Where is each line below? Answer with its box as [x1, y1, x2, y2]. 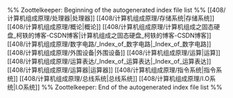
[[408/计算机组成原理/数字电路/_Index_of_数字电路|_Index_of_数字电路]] [7, 40, 212, 48]
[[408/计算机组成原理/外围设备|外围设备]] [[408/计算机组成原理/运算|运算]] [7, 48, 221, 57]
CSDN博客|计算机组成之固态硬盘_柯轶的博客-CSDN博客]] [49, 31, 212, 39]
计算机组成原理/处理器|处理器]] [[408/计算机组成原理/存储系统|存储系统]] [7, 14, 215, 22]
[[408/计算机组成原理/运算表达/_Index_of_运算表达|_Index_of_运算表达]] [7, 57, 212, 65]
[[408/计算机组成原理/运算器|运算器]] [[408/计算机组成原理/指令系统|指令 [7, 66, 216, 74]
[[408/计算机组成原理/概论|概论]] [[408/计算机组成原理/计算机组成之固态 [7, 23, 214, 30]
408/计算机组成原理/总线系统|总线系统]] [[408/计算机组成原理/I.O [24, 75, 210, 82]
